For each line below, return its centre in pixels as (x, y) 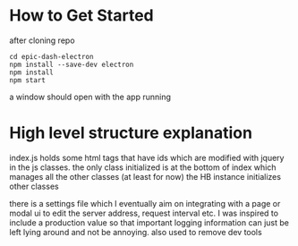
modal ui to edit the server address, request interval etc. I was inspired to (144, 213)
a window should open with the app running (90, 97)
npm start (28, 80)
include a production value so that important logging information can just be (149, 222)
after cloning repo (42, 40)
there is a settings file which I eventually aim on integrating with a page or (145, 203)
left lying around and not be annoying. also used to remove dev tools (136, 232)
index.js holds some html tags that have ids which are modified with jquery (147, 157)
